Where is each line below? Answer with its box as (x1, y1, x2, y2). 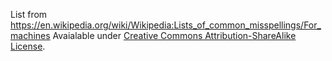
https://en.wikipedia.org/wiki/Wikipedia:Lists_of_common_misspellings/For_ (10, 19, 322, 31)
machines (10, 30, 51, 41)
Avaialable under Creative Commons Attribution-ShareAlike (52, 30, 297, 41)
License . (10, 40, 46, 52)
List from (10, 9, 48, 20)
